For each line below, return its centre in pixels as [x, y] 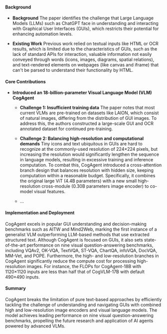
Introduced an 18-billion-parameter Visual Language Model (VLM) [82, 93]
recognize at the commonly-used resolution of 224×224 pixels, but [89, 149]
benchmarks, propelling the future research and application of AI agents [79, 321]
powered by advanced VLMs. [35, 326]
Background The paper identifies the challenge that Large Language [83, 18]
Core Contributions [25, 81]
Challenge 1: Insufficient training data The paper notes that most [87, 108]
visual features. [50, 192]
